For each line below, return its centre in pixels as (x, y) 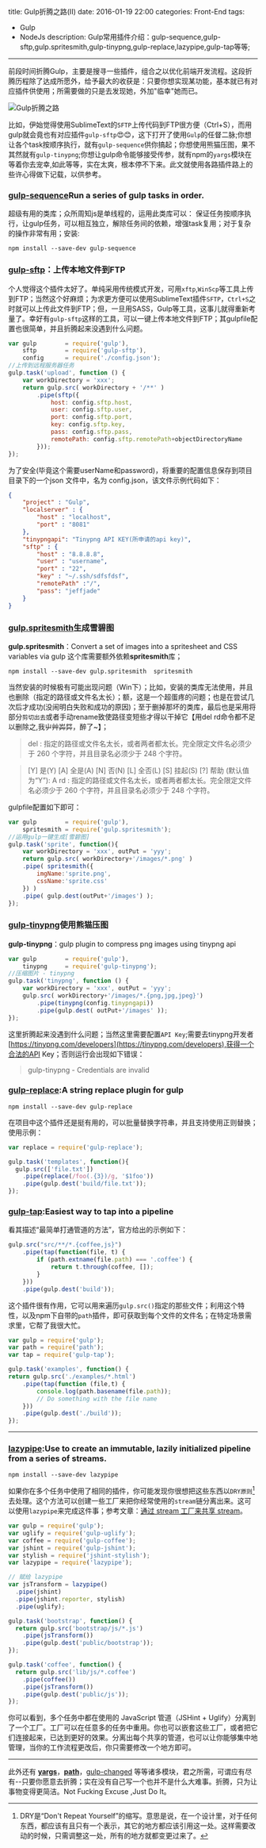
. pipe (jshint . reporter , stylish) (70, 1599)
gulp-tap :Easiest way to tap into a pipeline (91, 1212)
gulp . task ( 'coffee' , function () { (65, 1665)
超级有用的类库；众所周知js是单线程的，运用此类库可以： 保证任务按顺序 (126, 213)
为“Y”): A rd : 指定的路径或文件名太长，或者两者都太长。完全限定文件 (139, 780)
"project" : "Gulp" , (56, 502)
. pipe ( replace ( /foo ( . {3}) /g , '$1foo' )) (88, 1177)
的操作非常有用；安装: (44, 233)
